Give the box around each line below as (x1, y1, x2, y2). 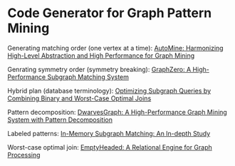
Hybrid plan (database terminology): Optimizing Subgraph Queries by (7, 86, 211, 95)
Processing (7, 150, 41, 159)
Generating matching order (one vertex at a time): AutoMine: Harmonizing (7, 43, 224, 52)
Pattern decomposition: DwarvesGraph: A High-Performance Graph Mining (7, 108, 228, 116)
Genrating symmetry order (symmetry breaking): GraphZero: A (7, 65, 192, 73)
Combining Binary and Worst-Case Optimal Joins (7, 94, 152, 103)
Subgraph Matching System (47, 73, 130, 81)
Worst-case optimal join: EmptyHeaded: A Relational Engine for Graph (7, 142, 212, 151)
